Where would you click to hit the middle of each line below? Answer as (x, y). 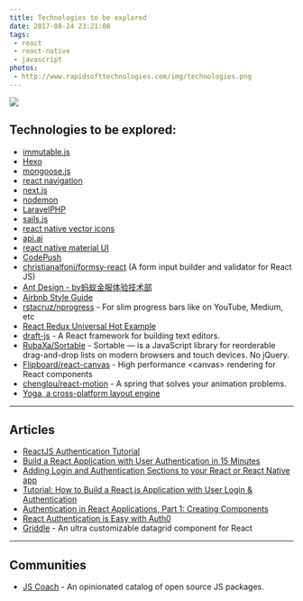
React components (57, 374)
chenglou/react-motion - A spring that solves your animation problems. (154, 384)
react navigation (52, 180)
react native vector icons (69, 228)
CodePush (42, 257)
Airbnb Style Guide (57, 297)
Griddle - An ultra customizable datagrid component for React (137, 528)
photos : (24, 69)
